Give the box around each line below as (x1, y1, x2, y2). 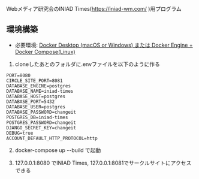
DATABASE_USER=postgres (6, 104, 66, 110)
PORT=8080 (6, 72, 31, 78)
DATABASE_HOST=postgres (6, 93, 66, 99)
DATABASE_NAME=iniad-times (6, 88, 74, 94)
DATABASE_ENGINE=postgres (6, 83, 71, 89)
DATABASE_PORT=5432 (6, 98, 55, 105)
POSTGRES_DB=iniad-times (6, 114, 68, 120)
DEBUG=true (6, 130, 34, 136)
